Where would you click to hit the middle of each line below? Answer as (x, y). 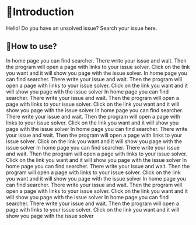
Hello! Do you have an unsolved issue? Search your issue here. (82, 28)
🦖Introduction (40, 12)
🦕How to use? (32, 46)
